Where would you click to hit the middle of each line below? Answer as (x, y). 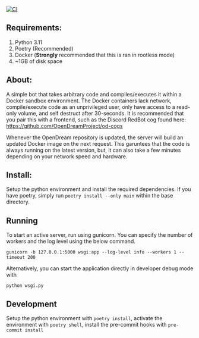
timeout (16, 258)
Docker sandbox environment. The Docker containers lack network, (89, 101)
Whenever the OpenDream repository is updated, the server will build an (95, 137)
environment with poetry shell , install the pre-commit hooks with (87, 325)
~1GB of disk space (38, 61)
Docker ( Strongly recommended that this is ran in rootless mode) (95, 55)
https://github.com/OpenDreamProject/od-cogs (64, 126)
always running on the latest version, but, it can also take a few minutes (94, 150)
